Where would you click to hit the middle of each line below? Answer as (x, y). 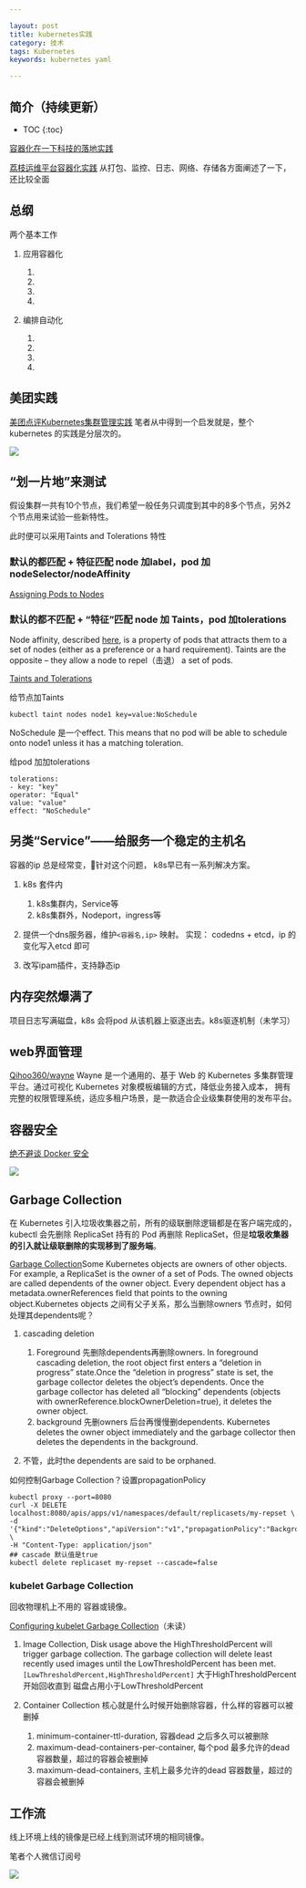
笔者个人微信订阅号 (46, 1856)
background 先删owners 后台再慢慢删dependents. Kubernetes (153, 1422)
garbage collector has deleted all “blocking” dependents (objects (158, 1392)
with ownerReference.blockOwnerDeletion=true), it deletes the (154, 1402)
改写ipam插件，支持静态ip (71, 965)
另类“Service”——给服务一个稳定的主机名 (128, 841)
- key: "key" (34, 787)
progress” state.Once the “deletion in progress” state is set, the (155, 1373)
